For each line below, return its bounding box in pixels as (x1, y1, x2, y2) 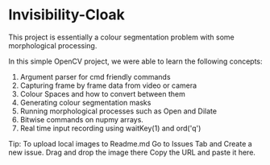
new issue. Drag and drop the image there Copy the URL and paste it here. (8, 147, 256, 157)
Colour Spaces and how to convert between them (19, 89, 185, 98)
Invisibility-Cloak (8, 6, 125, 24)
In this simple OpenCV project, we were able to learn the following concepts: (8, 56, 263, 66)
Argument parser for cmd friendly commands (19, 72, 171, 81)
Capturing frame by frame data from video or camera (19, 80, 197, 90)
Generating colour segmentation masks (19, 97, 152, 107)
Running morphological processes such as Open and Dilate (19, 106, 218, 116)
